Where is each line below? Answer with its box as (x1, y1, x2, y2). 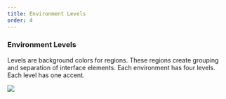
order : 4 (7, 17, 33, 24)
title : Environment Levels (7, 10, 86, 18)
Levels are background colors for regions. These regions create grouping (7, 55, 219, 64)
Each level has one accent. (7, 71, 85, 79)
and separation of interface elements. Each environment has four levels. (7, 63, 215, 72)
